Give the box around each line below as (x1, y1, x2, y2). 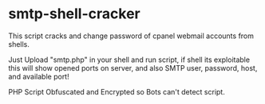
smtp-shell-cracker (8, 5, 141, 23)
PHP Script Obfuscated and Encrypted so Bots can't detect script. (8, 87, 225, 96)
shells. (8, 39, 30, 48)
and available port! (8, 71, 69, 81)
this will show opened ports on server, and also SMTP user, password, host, (8, 63, 258, 72)
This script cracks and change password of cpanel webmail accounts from (8, 31, 254, 40)
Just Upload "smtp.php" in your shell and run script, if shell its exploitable (8, 55, 250, 64)
